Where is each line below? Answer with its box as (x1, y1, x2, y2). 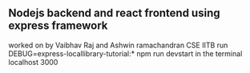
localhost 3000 (8, 57, 58, 67)
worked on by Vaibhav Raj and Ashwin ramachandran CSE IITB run (8, 40, 228, 50)
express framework (8, 19, 108, 33)
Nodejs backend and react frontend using (8, 6, 220, 20)
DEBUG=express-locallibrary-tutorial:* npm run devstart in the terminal (8, 48, 243, 59)
